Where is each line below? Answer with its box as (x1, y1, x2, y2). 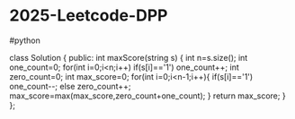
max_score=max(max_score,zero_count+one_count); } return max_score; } (9, 90, 286, 101)
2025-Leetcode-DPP (9, 5, 168, 26)
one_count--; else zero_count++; (9, 81, 132, 91)
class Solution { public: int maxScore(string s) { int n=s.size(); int (9, 52, 248, 63)
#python (9, 35, 40, 46)
